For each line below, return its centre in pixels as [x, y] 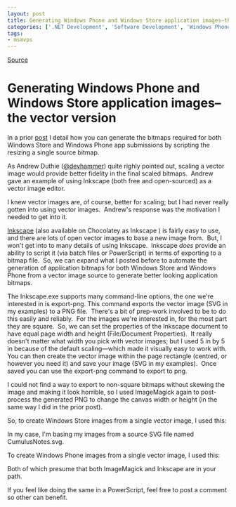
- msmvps [20, 40]
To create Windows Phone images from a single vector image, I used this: [114, 455]
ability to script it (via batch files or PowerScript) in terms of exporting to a [114, 253]
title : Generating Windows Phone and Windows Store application [103, 20]
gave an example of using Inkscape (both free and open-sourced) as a [110, 181]
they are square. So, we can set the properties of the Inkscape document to [118, 327]
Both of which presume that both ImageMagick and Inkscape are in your [112, 469]
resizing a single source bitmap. [53, 152]
